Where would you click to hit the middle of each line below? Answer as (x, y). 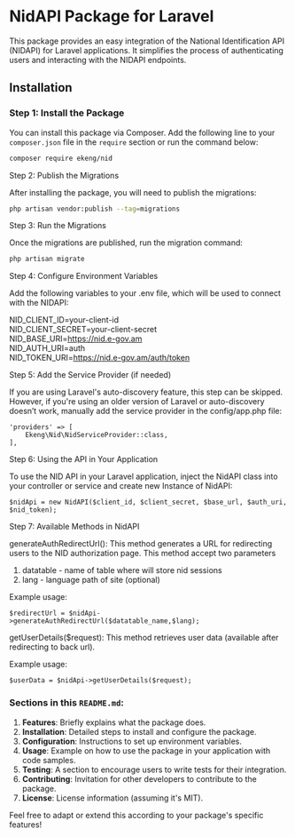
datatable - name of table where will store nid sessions (122, 570)
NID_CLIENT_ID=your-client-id (64, 320)
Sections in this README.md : (66, 703)
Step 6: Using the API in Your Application (84, 459)
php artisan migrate (47, 259)
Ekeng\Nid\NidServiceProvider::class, (97, 435)
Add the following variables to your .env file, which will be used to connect (145, 293)
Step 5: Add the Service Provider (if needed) (90, 375)
